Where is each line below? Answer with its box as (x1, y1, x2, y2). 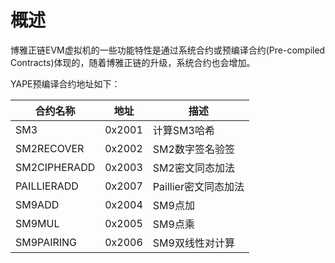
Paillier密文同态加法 (152, 179, 245, 193)
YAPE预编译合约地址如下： (10, 77, 121, 90)
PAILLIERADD (15, 179, 79, 193)
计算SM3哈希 (152, 123, 215, 137)
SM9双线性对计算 (152, 236, 235, 250)
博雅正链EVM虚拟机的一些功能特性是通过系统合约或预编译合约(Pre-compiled (10, 44, 326, 56)
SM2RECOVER (15, 141, 85, 155)
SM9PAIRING (15, 235, 78, 249)
